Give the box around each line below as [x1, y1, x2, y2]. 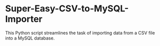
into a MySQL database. [5, 35, 55, 41]
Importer [5, 13, 43, 25]
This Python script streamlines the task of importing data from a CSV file [5, 30, 155, 36]
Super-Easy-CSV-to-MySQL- [5, 3, 129, 14]
